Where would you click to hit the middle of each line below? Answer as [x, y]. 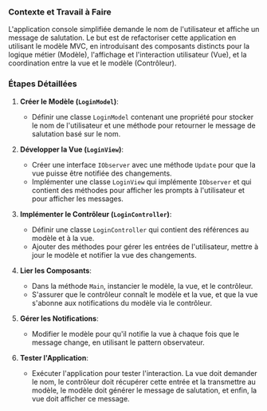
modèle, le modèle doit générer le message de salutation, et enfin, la [144, 390]
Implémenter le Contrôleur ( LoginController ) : [96, 214]
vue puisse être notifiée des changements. [102, 173]
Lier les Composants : [55, 271]
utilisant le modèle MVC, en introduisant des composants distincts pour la [129, 46]
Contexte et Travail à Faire [60, 12]
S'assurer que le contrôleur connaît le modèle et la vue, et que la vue [145, 294]
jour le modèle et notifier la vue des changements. [114, 255]
